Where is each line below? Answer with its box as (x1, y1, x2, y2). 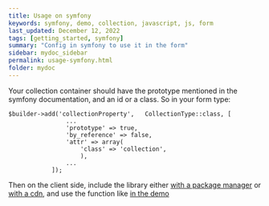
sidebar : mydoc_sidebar (8, 49, 88, 57)
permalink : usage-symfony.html (8, 57, 113, 65)
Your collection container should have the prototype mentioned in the (8, 86, 238, 95)
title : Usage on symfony (8, 11, 92, 20)
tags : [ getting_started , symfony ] (8, 34, 124, 42)
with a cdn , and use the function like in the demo (8, 188, 170, 198)
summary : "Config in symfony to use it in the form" (8, 42, 189, 50)
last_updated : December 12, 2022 (8, 26, 120, 34)
